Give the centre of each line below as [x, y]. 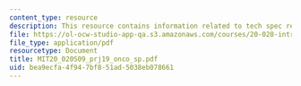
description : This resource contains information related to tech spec [146, 26]
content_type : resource [54, 17]
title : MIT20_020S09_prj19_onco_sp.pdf [84, 59]
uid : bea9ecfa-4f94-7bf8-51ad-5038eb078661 [92, 68]
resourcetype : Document [54, 51]
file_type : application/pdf [62, 43]
